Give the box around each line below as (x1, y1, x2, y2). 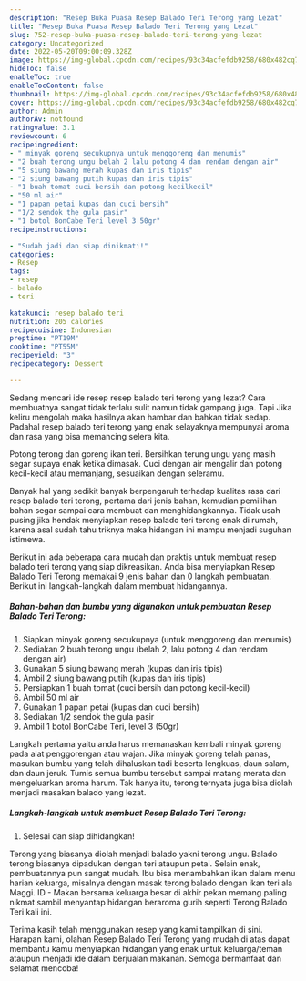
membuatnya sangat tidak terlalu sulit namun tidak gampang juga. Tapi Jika (9, 401, 292, 412)
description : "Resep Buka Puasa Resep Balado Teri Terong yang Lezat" (9, 13, 283, 23)
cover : (9, 97, 35, 107)
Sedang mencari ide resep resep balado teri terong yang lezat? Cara (9, 392, 266, 403)
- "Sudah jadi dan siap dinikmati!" (9, 241, 148, 250)
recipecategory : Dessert (9, 359, 104, 369)
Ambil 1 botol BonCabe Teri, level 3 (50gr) (22, 721, 179, 732)
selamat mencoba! (9, 962, 79, 974)
